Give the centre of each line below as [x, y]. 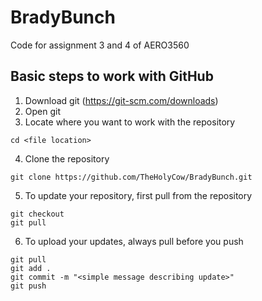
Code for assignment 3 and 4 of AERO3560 [100, 45]
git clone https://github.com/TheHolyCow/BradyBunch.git [131, 177]
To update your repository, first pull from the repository [138, 195]
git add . [31, 268]
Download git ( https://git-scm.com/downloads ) [121, 100]
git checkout [37, 214]
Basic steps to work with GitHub [112, 76]
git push [28, 286]
